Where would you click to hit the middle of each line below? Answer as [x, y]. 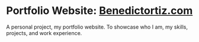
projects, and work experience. [44, 33]
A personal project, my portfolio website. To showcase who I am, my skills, [97, 27]
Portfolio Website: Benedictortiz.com [99, 11]
